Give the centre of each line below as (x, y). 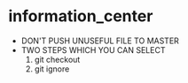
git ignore (52, 69)
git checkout (57, 59)
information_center (81, 16)
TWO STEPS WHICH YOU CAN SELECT (93, 49)
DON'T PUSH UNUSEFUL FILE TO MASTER (100, 41)
